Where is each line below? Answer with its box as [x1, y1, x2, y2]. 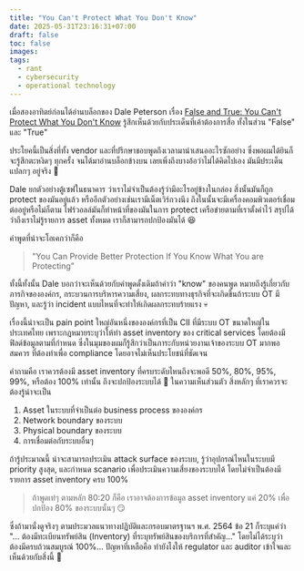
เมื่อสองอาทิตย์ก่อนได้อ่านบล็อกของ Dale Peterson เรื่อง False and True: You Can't [9, 106, 282, 117]
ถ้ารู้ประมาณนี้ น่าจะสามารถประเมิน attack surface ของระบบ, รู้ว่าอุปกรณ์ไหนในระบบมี [9, 453, 276, 464]
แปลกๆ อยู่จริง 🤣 [9, 165, 59, 176]
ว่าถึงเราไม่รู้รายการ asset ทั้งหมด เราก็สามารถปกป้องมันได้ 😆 [9, 214, 197, 225]
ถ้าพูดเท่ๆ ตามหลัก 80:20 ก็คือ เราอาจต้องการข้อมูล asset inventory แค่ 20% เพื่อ [31, 492, 289, 503]
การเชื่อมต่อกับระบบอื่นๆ [22, 434, 94, 446]
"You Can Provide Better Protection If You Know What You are [31, 250, 264, 261]
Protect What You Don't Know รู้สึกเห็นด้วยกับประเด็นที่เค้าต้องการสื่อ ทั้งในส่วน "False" [9, 116, 296, 127]
